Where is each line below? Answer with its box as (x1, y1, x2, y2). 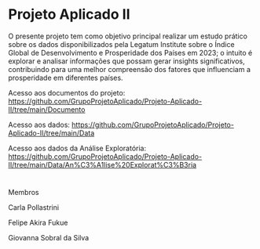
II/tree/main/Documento (8, 104, 86, 114)
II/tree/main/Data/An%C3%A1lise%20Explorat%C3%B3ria (8, 160, 197, 169)
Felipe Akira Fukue (8, 218, 68, 228)
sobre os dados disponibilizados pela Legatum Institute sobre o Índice (8, 39, 235, 49)
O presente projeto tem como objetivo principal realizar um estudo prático (8, 31, 247, 41)
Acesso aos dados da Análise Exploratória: (8, 143, 147, 153)
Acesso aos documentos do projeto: (8, 88, 126, 97)
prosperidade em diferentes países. (8, 73, 123, 82)
